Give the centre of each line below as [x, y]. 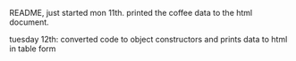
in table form [33, 49]
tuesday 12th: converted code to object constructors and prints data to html [148, 39]
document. [29, 22]
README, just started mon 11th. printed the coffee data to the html [131, 13]
